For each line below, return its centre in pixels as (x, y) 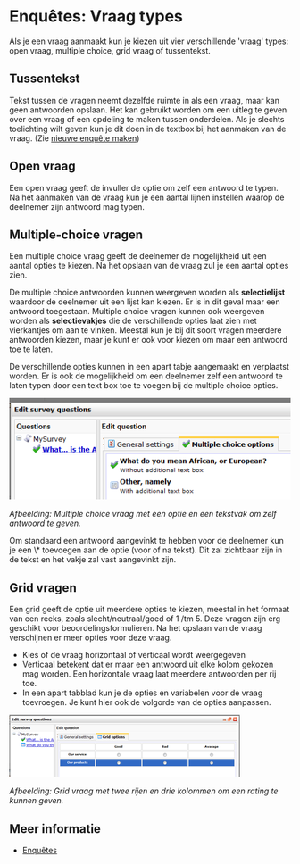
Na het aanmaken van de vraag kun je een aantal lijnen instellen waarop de (147, 197)
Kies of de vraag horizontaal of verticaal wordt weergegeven (133, 655)
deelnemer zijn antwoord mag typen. (77, 206)
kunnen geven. (37, 801)
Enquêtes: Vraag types (96, 17)
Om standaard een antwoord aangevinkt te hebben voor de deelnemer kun (146, 541)
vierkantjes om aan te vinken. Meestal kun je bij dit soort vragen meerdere (146, 330)
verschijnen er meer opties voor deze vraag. (91, 638)
